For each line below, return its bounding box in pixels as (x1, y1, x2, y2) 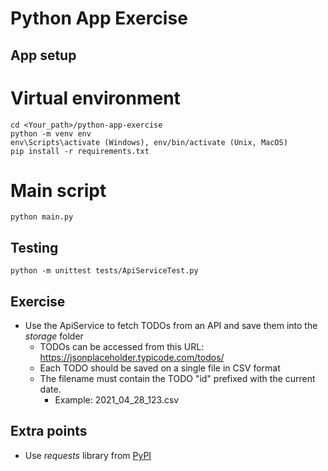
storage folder (24, 330, 84, 342)
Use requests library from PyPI (24, 449, 152, 461)
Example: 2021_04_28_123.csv (54, 394, 180, 406)
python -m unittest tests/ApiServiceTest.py (10, 266, 199, 276)
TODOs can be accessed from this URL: (39, 341, 205, 353)
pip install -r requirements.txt (10, 146, 150, 156)
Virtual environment (10, 87, 181, 109)
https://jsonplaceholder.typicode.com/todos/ (39, 352, 225, 364)
